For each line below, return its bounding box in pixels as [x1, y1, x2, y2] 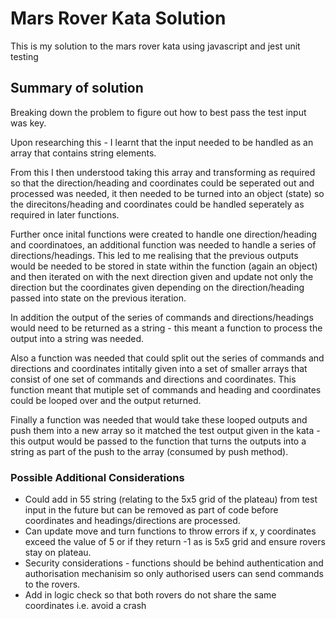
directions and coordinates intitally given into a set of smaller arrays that [10, 362, 308, 374]
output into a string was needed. [10, 332, 145, 344]
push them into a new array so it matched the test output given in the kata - [10, 424, 321, 436]
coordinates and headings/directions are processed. [24, 515, 241, 527]
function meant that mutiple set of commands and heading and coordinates [10, 383, 322, 396]
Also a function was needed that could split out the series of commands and [10, 352, 325, 364]
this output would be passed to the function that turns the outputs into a [10, 435, 307, 447]
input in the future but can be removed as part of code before [24, 504, 279, 516]
